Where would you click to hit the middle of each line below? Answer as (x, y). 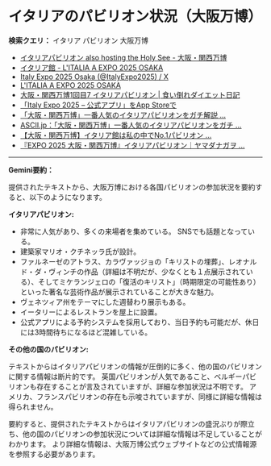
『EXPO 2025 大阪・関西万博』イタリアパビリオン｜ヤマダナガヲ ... (132, 145)
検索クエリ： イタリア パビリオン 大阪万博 (79, 40)
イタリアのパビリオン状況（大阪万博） (135, 17)
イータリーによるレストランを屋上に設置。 (91, 312)
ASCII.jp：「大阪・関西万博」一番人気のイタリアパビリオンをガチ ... (131, 125)
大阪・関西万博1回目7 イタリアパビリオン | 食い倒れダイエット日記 (130, 94)
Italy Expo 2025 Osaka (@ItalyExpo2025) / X (94, 77)
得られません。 (33, 406)
